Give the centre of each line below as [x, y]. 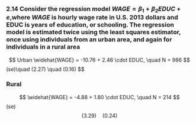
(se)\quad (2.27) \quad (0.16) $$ [45, 69]
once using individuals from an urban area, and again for [89, 40]
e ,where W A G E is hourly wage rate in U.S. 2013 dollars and [92, 18]
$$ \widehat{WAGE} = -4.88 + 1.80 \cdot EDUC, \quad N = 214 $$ [99, 97]
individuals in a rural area [43, 47]
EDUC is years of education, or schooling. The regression [90, 25]
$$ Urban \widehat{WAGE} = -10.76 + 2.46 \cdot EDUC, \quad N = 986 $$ [99, 60]
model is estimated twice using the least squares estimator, [94, 32]
